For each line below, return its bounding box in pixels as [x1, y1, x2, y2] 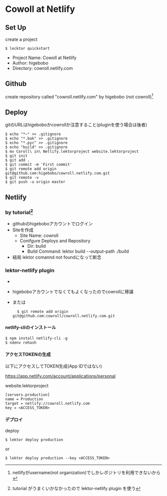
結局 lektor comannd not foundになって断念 [12, 254, 102, 260]
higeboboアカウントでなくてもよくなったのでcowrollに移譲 [12, 288, 134, 294]
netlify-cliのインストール [5, 324, 56, 331]
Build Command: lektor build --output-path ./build [27, 248, 129, 254]
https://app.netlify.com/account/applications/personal [5, 373, 116, 379]
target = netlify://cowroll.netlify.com [5, 401, 90, 406]
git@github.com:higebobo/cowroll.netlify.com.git [5, 171, 110, 176]
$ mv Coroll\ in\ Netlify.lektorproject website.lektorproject [5, 149, 139, 154]
